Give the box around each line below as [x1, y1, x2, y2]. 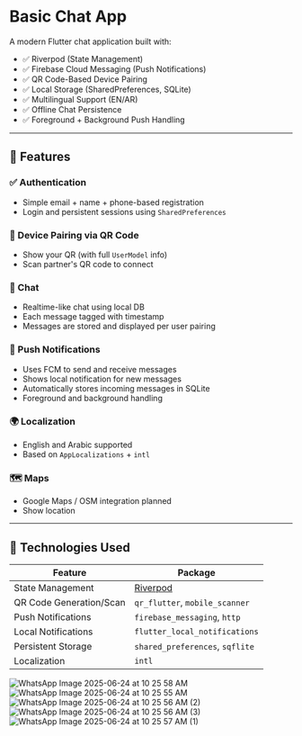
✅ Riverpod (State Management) [22, 53, 144, 64]
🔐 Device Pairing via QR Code [9, 229, 139, 241]
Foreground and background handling [22, 392, 164, 403]
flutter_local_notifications [134, 626, 259, 636]
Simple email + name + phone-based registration [22, 196, 205, 208]
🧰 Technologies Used [9, 540, 130, 555]
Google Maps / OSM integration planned [22, 496, 173, 507]
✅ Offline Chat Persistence [22, 103, 122, 114]
